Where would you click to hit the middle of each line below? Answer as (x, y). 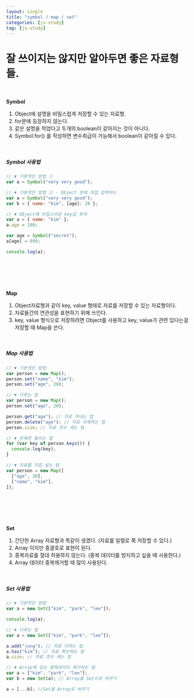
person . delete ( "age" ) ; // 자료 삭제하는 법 (56, 422)
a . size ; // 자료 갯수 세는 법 (39, 657)
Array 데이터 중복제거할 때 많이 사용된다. (61, 563)
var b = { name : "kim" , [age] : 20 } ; (52, 204)
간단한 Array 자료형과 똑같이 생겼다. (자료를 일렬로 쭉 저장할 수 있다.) (93, 541)
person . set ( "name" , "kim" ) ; (40, 379)
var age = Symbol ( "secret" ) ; (42, 236)
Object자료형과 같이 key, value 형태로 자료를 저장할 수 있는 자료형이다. (96, 305)
